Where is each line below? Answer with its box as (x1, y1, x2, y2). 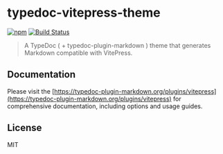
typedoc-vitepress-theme (7, 5, 161, 21)
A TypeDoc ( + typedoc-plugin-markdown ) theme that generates (24, 41, 211, 49)
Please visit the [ (7, 87, 55, 95)
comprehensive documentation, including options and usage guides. (7, 102, 203, 110)
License (7, 122, 42, 134)
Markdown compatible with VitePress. (24, 49, 133, 57)
